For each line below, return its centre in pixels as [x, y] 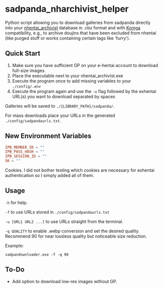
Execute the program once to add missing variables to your [71, 81]
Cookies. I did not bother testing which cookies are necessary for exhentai [80, 170]
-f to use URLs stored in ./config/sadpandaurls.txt [57, 212]
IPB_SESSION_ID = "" [26, 156]
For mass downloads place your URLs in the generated [60, 115]
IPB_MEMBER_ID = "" [25, 147]
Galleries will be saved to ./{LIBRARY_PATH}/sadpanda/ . [60, 106]
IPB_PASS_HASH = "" [25, 152]
